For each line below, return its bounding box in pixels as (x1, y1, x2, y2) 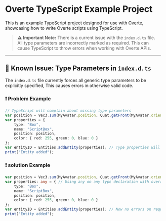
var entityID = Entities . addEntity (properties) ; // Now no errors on (5, 207, 152, 212)
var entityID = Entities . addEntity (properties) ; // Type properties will (5, 145, 161, 150)
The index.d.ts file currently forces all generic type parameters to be (5, 77, 147, 83)
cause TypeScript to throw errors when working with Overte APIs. (17, 45, 152, 51)
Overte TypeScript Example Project (5, 3, 153, 15)
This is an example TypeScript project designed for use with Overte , (5, 20, 144, 26)
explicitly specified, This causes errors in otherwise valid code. (5, 83, 133, 88)
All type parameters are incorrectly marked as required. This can (17, 40, 149, 45)
